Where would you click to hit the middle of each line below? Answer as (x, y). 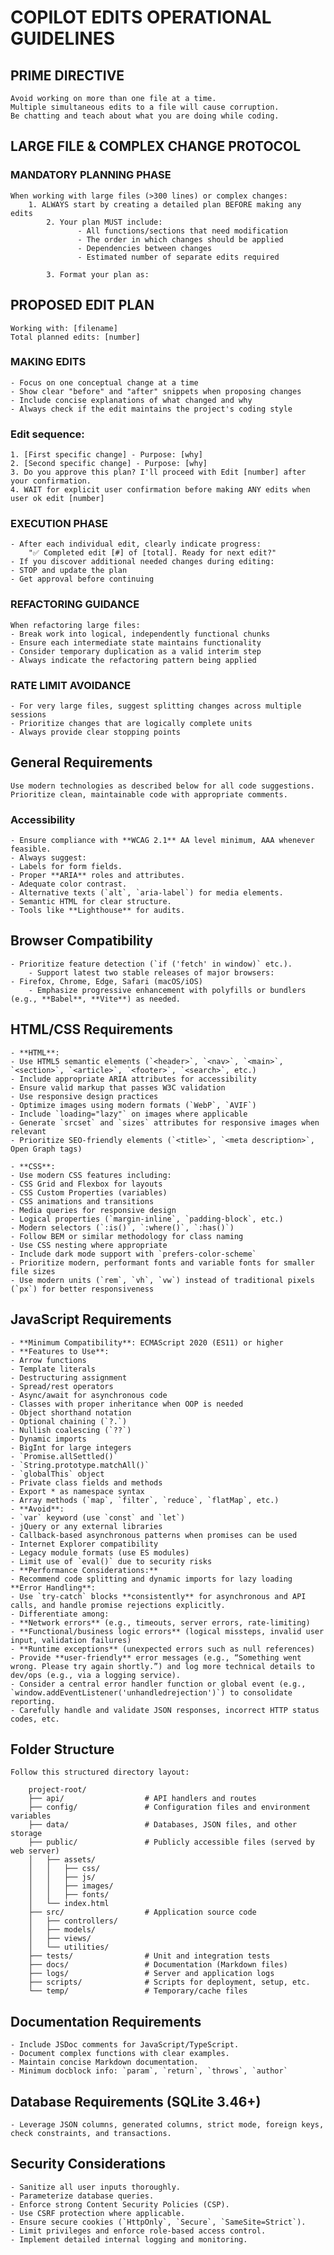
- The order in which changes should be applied (180, 239)
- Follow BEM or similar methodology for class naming (127, 1236)
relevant (28, 1131)
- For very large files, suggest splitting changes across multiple (156, 706)
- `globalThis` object (57, 1474)
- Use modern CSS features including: (91, 1175)
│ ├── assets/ (62, 1860)
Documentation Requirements (106, 2021)
